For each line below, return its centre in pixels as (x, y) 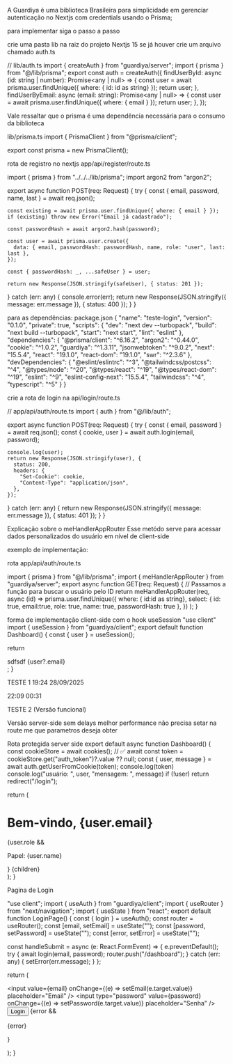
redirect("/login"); (32, 781)
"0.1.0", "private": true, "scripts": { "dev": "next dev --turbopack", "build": (112, 325)
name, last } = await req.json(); (51, 198)
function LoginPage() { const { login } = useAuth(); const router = (100, 918)
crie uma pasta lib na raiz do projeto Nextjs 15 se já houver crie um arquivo (114, 44)
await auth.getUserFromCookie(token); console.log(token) (90, 766)
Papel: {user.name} (35, 855)
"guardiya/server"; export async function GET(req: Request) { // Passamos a (116, 584)
